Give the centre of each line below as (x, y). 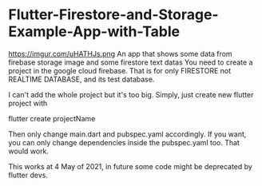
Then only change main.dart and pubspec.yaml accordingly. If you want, (127, 134)
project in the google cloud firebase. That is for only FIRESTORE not (120, 70)
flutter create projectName (52, 118)
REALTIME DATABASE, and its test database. (81, 79)
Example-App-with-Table (94, 32)
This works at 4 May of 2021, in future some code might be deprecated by (131, 166)
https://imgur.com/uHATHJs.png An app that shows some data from (121, 53)
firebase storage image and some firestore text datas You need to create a (131, 62)
